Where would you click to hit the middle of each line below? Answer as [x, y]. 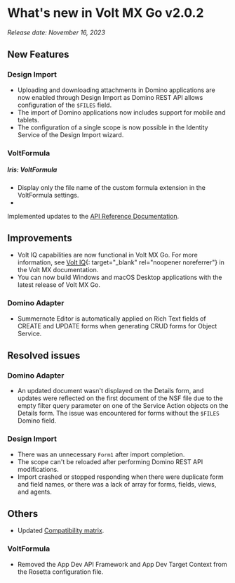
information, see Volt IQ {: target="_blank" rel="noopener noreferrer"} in [121, 262]
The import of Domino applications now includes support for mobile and [121, 112]
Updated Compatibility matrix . [61, 531]
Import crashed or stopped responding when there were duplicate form [120, 477]
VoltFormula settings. [48, 195]
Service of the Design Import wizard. [70, 134]
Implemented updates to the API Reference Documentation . [93, 216]
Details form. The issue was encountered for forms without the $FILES [118, 414]
